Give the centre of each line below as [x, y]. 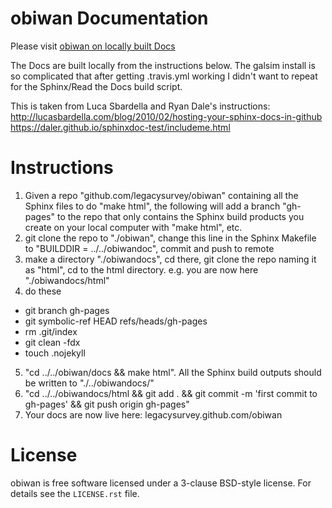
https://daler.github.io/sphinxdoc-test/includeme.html [120, 127]
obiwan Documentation [109, 18]
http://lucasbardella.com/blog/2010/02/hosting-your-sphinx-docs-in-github [166, 116]
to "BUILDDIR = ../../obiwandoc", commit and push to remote [149, 248]
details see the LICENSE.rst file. [75, 493]
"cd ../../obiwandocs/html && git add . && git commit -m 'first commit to [171, 393]
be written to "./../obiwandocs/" [89, 383]
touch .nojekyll [55, 353]
